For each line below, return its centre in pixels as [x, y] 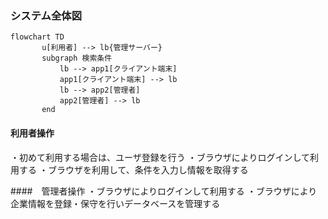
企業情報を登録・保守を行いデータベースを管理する [115, 203]
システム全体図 [46, 15]
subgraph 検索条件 [77, 58]
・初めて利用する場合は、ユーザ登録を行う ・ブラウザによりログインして [160, 157]
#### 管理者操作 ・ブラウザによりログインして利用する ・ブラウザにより [164, 191]
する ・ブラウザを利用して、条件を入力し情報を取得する [133, 169]
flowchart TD [37, 37]
